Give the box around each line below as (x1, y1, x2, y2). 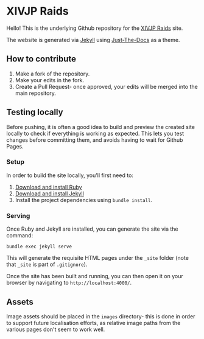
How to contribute (6, 54, 77, 65)
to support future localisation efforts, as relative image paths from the (6, 319, 181, 326)
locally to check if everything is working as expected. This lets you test (6, 130, 185, 137)
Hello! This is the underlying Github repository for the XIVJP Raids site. (6, 24, 183, 32)
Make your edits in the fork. (15, 76, 85, 83)
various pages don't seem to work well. (6, 326, 105, 333)
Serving (6, 211, 30, 220)
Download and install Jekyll (15, 190, 84, 197)
